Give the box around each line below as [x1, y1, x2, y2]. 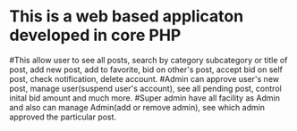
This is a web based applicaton [9, 6, 244, 27]
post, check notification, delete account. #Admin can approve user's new [9, 73, 280, 84]
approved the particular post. [9, 111, 117, 122]
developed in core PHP [9, 25, 182, 45]
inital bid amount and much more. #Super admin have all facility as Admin [9, 92, 280, 103]
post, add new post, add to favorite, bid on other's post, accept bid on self [9, 64, 284, 75]
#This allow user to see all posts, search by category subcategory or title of [9, 54, 288, 65]
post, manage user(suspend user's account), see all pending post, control [9, 83, 282, 94]
